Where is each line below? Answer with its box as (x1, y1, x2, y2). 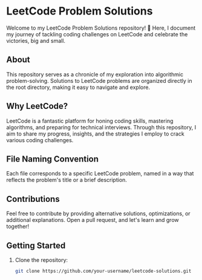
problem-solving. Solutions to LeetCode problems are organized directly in (6, 77, 192, 84)
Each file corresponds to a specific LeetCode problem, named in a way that (6, 170, 194, 177)
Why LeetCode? (6, 101, 68, 111)
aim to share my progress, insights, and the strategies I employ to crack (6, 130, 184, 137)
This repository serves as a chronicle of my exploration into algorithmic (6, 71, 183, 78)
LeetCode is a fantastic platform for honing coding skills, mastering (6, 117, 174, 125)
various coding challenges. (6, 136, 74, 143)
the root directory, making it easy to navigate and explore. (6, 83, 150, 91)
